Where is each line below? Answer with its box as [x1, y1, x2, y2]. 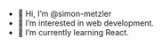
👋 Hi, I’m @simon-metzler [17, 9, 112, 19]
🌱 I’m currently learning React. [17, 27, 129, 37]
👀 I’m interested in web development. [17, 18, 154, 28]
